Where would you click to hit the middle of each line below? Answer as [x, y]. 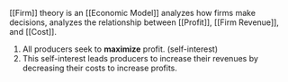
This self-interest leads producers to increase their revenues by [140, 58]
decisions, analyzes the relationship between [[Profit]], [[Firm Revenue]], [144, 22]
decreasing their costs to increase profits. [100, 68]
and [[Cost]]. [33, 32]
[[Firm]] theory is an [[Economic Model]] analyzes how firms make [133, 13]
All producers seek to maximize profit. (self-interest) [120, 49]
